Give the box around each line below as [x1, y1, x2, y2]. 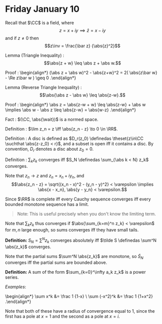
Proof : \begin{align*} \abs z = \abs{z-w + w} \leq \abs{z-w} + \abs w [5, 101, 146, 107]
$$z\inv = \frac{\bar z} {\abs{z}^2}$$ [44, 43, 121, 49]
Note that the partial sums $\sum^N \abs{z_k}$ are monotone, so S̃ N [5, 253, 144, 260]
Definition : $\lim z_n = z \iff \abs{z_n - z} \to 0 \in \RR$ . [5, 126, 118, 131]
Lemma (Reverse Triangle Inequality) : [5, 84, 82, 90]
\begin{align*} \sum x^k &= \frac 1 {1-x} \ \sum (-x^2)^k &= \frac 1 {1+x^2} [5, 293, 153, 299]
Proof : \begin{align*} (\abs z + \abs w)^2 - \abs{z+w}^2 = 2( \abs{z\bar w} [5, 69, 158, 75]
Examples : [5, 284, 27, 290]
